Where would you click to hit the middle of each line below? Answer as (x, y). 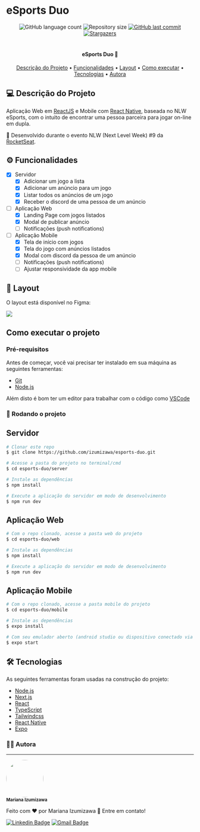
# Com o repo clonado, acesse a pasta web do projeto (74, 534)
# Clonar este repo (30, 447)
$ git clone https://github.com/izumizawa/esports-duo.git (81, 452)
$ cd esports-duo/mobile (37, 610)
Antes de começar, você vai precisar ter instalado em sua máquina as (91, 363)
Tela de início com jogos (54, 242)
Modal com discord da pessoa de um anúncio (80, 256)
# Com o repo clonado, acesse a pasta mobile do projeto (78, 604)
